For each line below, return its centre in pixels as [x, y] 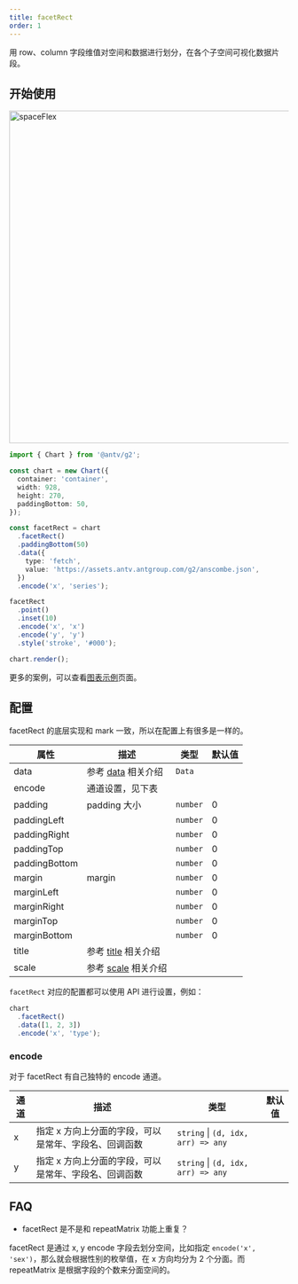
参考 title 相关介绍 [123, 951]
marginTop [36, 921]
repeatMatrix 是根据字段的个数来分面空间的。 [92, 1270]
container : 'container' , [63, 480]
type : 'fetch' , [53, 561]
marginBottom [43, 936]
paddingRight [42, 834]
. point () [33, 610]
